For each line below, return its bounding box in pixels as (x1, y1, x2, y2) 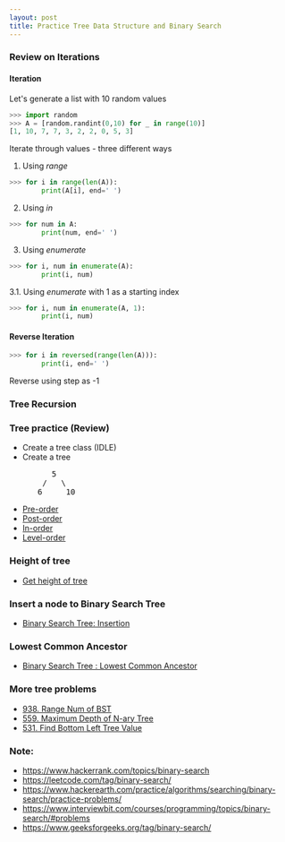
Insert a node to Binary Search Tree (9, 597, 166, 610)
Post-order (21, 513, 63, 524)
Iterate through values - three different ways (9, 143, 172, 154)
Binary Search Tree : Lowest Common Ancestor (21, 660, 198, 672)
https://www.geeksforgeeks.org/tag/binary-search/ (21, 821, 212, 833)
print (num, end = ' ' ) (41, 228, 118, 237)
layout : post (9, 13, 58, 22)
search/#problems (21, 812, 91, 823)
